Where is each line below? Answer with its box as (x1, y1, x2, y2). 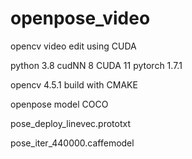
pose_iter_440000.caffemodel (10, 137, 135, 149)
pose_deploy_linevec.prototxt (10, 117, 131, 129)
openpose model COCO (10, 98, 109, 110)
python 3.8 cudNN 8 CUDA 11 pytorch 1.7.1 (10, 59, 183, 71)
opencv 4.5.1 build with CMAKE (10, 78, 138, 91)
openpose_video (10, 7, 151, 30)
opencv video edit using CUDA (10, 40, 137, 52)
